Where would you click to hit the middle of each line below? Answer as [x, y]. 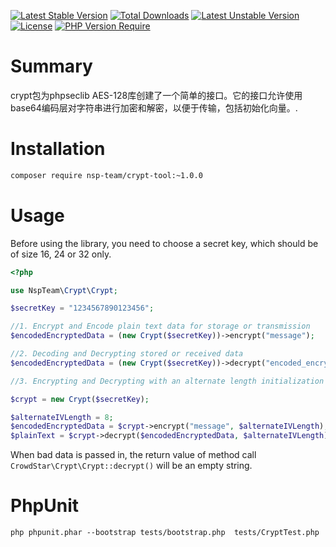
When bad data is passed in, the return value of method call [133, 455]
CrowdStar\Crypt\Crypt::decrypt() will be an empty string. [131, 466]
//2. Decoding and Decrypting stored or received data [127, 354]
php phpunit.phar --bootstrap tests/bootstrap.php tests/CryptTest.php [165, 533]
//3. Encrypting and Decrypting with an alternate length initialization [167, 381]
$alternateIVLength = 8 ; [62, 417]
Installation [58, 149]
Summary [51, 66]
